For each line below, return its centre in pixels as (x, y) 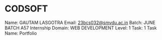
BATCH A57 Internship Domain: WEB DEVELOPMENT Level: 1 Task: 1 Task (81, 27)
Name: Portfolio (21, 33)
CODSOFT (26, 9)
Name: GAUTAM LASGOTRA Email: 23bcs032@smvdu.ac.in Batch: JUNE (80, 22)
